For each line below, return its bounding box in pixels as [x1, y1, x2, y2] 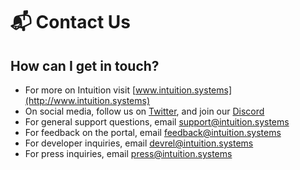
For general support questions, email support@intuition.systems [24, 116, 290, 128]
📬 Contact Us [10, 11, 132, 34]
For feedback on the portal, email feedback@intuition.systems [24, 127, 282, 138]
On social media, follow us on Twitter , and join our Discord [24, 105, 265, 117]
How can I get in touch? [10, 57, 160, 74]
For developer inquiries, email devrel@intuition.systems [24, 137, 254, 149]
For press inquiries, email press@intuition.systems [24, 148, 233, 159]
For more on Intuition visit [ [24, 84, 137, 96]
